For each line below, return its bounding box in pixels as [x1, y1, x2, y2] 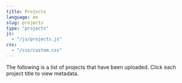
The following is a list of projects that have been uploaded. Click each [6, 63, 177, 71]
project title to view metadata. [6, 69, 79, 77]
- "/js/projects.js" [11, 36, 62, 42]
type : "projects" [6, 25, 49, 31]
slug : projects [6, 20, 44, 25]
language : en [6, 14, 39, 20]
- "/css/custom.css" [11, 47, 62, 53]
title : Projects [6, 8, 46, 15]
